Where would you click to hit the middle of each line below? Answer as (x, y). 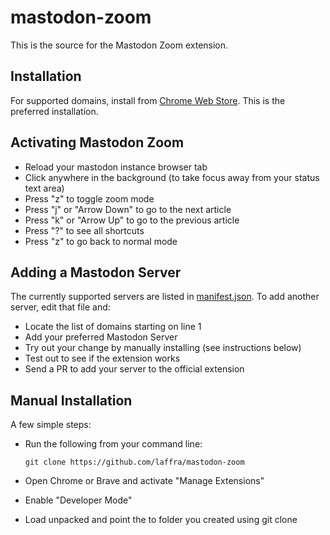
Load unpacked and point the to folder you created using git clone (161, 520)
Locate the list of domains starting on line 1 (113, 327)
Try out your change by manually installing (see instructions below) (163, 348)
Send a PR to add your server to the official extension (134, 369)
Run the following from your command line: (113, 444)
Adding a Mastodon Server (96, 272)
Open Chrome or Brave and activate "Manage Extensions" (144, 481)
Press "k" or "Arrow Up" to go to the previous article (132, 220)
